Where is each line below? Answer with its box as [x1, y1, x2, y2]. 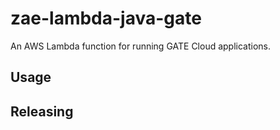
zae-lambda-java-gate [10, 7, 202, 30]
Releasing [10, 103, 74, 120]
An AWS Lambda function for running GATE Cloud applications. [10, 40, 272, 52]
